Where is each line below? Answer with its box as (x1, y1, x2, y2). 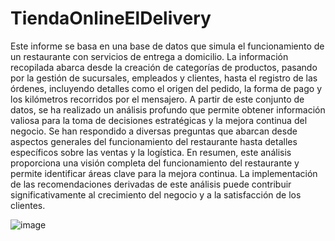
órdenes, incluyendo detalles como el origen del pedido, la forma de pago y (10, 82, 322, 94)
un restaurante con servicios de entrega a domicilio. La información (10, 50, 289, 62)
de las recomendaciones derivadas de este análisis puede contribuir (10, 178, 292, 190)
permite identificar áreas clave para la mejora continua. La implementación (10, 167, 318, 179)
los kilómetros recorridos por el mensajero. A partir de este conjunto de (10, 93, 305, 105)
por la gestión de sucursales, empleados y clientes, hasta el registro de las (10, 72, 318, 84)
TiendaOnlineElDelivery (10, 7, 212, 30)
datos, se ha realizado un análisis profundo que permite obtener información (10, 103, 326, 116)
